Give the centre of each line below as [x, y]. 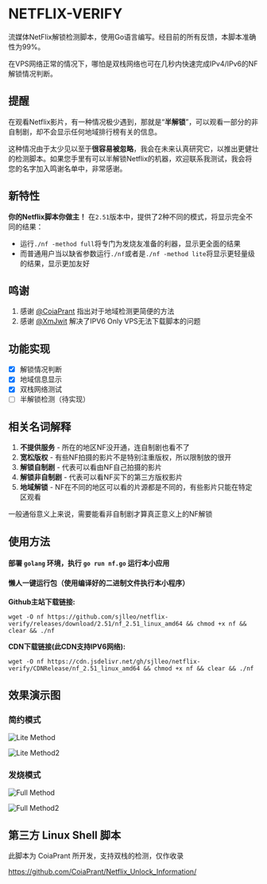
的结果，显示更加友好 [54, 263]
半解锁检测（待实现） [54, 399]
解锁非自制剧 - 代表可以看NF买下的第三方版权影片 [101, 477]
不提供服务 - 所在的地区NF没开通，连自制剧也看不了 [104, 448]
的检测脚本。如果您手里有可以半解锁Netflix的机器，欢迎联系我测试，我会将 [130, 158]
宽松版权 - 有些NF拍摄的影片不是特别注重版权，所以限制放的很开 [126, 457]
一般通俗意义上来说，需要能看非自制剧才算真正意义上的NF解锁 [110, 514]
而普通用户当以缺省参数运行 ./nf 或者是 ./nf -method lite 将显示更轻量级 [137, 253]
